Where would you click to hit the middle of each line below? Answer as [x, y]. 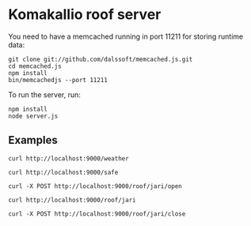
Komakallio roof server [85, 15]
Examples [33, 140]
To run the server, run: [45, 94]
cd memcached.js [35, 66]
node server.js [33, 116]
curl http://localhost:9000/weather [68, 158]
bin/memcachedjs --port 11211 [58, 80]
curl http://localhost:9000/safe [63, 172]
